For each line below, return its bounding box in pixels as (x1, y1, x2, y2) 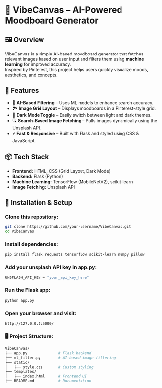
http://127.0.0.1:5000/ (5, 321, 54, 326)
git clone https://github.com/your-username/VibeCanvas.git (5, 224, 132, 229)
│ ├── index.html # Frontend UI (5, 374, 87, 379)
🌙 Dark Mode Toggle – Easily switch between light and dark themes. (12, 112, 152, 118)
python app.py (5, 298, 35, 303)
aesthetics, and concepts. (5, 72, 58, 78)
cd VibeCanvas (5, 229, 35, 234)
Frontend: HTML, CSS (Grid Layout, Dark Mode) (12, 168, 111, 174)
